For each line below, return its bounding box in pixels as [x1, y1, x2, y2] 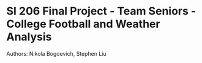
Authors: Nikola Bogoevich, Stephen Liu [6, 50, 107, 57]
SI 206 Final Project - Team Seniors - [6, 4, 196, 18]
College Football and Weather [6, 17, 160, 31]
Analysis [6, 30, 52, 44]
